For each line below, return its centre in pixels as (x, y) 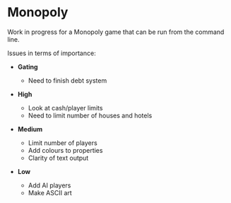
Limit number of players (63, 143)
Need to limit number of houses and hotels (90, 115)
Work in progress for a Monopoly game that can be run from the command (116, 32)
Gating (28, 66)
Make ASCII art (50, 192)
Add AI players (49, 185)
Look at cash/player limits (65, 108)
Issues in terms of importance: (52, 53)
